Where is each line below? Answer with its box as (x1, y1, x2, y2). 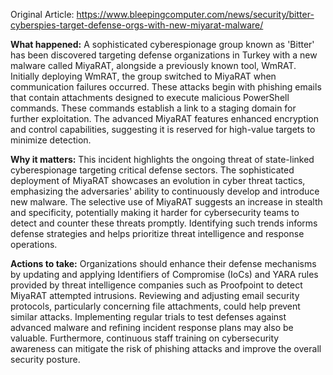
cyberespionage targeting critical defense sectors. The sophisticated (10, 164, 295, 176)
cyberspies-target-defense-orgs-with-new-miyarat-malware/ (10, 19, 264, 31)
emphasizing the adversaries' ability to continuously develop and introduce (10, 185, 320, 197)
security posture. (10, 354, 81, 365)
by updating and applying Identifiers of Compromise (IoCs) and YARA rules (10, 269, 319, 280)
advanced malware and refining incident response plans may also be (10, 322, 294, 333)
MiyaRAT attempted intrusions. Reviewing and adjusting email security (10, 290, 300, 301)
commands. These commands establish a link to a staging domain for (10, 102, 297, 114)
